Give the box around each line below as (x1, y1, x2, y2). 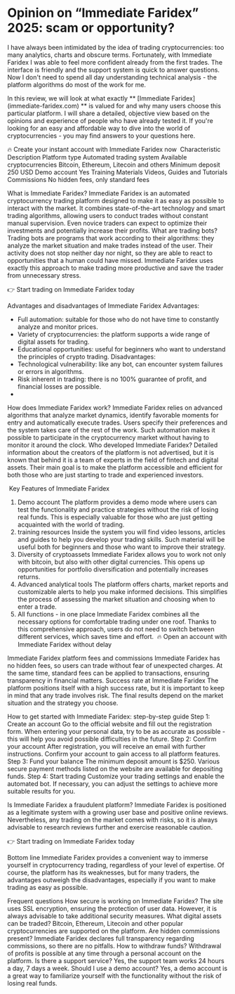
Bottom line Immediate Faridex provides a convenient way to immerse (7, 853, 209, 862)
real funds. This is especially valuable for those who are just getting (17, 512, 213, 521)
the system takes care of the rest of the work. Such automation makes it (7, 425, 215, 434)
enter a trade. (17, 602, 58, 611)
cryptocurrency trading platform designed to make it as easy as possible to (7, 196, 224, 205)
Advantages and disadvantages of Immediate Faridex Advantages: (7, 301, 200, 310)
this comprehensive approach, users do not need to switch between (17, 624, 215, 633)
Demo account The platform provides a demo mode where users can (17, 498, 217, 506)
